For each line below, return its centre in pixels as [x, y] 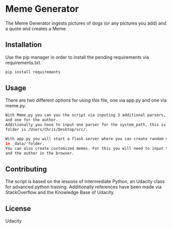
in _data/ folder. [25, 144]
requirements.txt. [24, 63]
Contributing [26, 169]
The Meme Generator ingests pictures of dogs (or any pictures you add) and [86, 23]
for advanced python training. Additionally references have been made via [83, 187]
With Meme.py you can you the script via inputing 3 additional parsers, [86, 115]
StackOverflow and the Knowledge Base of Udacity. [60, 193]
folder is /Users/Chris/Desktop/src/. [47, 130]
